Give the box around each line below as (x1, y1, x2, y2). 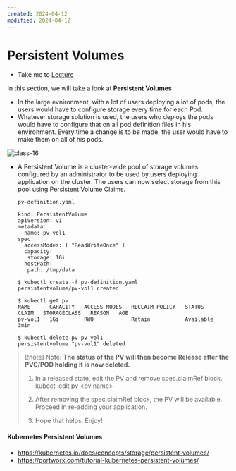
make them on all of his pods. (17, 135, 104, 144)
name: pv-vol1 (24, 230, 66, 237)
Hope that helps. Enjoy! (35, 417, 104, 425)
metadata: (17, 224, 47, 231)
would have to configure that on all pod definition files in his (17, 121, 192, 129)
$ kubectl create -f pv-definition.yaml (17, 279, 138, 286)
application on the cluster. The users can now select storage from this (17, 178, 221, 186)
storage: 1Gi (27, 255, 66, 262)
